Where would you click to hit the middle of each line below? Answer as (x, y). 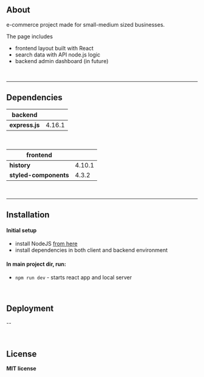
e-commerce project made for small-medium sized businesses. (86, 24)
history (20, 165)
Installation (28, 215)
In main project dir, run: (36, 264)
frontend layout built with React (54, 48)
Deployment (30, 308)
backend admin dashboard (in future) (62, 61)
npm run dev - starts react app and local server (73, 277)
